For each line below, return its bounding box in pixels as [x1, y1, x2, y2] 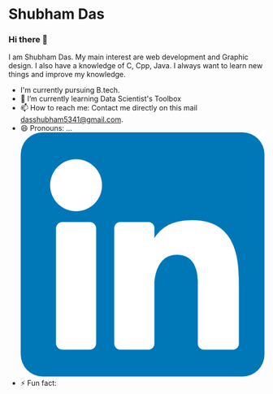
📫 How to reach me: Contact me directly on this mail [19, 103, 197, 113]
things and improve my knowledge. [8, 70, 126, 80]
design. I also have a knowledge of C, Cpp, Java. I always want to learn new [8, 61, 263, 71]
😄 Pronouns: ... [19, 123, 73, 133]
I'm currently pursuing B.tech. [19, 85, 120, 95]
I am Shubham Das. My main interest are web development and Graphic [8, 52, 249, 62]
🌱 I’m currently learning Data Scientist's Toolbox [19, 94, 181, 104]
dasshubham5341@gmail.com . [19, 115, 123, 124]
